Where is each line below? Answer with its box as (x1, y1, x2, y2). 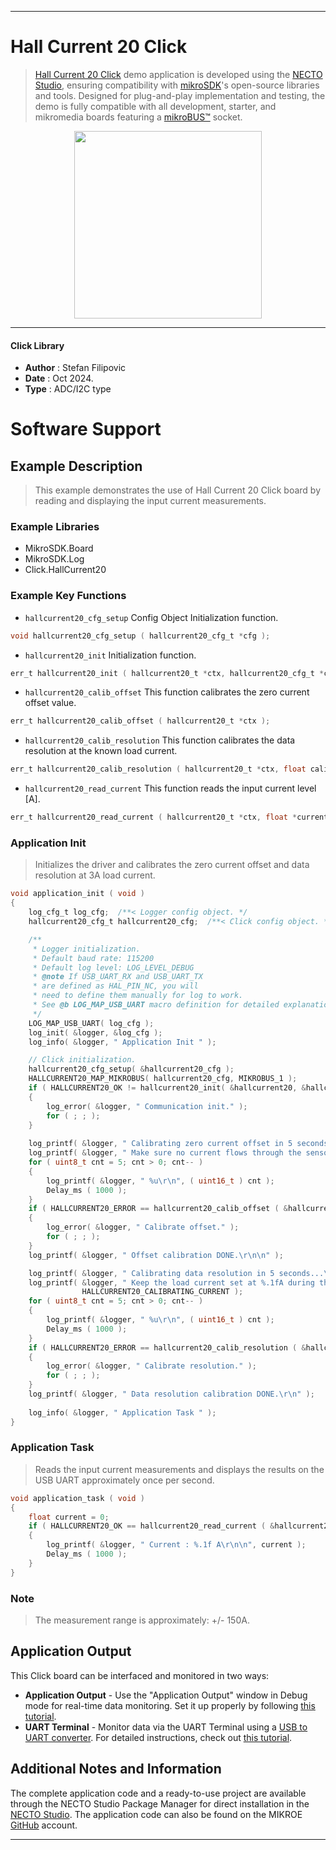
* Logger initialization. (32, 944, 141, 954)
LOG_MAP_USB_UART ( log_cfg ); (28, 1018, 155, 1028)
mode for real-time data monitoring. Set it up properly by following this (24, 1699, 316, 1711)
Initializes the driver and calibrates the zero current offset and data (34, 859, 310, 871)
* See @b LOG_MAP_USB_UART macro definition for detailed (32, 1000, 280, 1010)
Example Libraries (10, 520, 100, 534)
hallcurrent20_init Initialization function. (24, 649, 197, 661)
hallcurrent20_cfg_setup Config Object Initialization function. (24, 611, 279, 623)
